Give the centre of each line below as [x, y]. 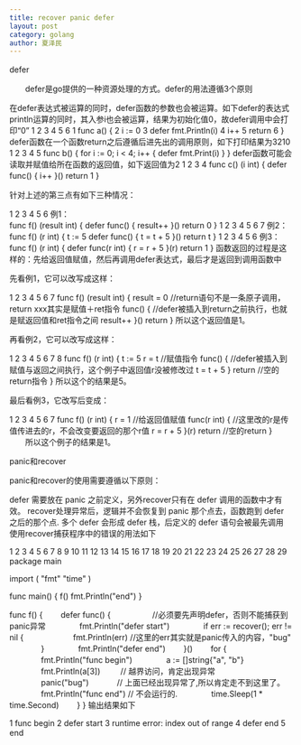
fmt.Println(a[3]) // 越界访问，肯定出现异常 [128, 671]
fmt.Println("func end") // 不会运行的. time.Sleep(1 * [151, 694]
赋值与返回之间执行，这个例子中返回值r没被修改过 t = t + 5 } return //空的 [144, 370]
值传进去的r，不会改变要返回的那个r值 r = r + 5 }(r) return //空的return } [141, 431]
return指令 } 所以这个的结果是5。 [70, 381]
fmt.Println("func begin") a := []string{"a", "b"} [142, 660]
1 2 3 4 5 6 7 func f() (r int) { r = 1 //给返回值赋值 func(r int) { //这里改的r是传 [149, 420]
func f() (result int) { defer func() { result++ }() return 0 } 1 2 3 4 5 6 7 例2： [149, 226]
